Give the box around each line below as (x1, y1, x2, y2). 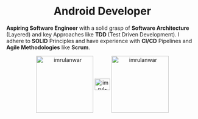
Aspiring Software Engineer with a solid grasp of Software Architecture (6, 24, 189, 32)
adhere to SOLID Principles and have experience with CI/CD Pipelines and (6, 37, 193, 44)
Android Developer (54, 4, 151, 18)
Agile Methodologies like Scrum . (6, 44, 90, 51)
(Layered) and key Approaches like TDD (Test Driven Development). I (6, 30, 180, 38)
